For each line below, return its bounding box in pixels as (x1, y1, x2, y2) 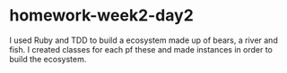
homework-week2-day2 (9, 5, 195, 26)
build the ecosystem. (9, 53, 87, 64)
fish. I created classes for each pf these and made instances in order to (9, 44, 274, 54)
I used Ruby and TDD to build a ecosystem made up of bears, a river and (9, 35, 278, 45)
